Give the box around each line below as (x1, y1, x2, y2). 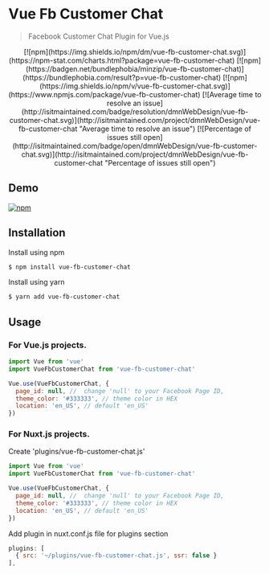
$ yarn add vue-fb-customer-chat (8, 293, 120, 301)
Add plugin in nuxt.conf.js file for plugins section (8, 528, 169, 539)
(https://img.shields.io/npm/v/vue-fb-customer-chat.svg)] (39, 81, 231, 91)
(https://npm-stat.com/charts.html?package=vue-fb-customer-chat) (8, 55, 235, 65)
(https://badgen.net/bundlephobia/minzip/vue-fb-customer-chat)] (25, 64, 245, 73)
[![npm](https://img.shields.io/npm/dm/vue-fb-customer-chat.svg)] (23, 47, 247, 56)
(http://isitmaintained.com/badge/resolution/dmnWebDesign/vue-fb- (21, 106, 249, 117)
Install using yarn (8, 277, 65, 287)
